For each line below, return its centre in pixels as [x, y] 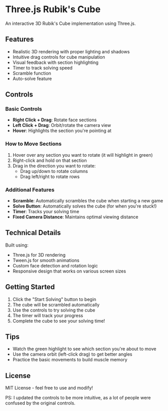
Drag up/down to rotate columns [54, 171]
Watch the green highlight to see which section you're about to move [85, 349]
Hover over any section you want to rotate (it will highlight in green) [83, 155]
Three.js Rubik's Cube [53, 9]
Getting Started [30, 287]
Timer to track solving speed [43, 67]
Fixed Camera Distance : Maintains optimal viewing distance [75, 217]
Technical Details [33, 233]
